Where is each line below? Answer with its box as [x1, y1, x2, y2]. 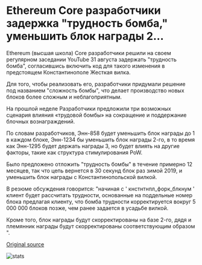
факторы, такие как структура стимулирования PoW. [6, 149, 143, 156]
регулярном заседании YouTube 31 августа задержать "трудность [6, 56, 177, 63]
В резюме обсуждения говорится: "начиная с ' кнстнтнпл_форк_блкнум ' [6, 185, 195, 192]
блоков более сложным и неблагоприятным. [6, 93, 122, 100]
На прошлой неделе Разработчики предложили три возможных [6, 105, 172, 112]
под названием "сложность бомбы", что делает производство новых [6, 87, 185, 94]
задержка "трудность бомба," [6, 16, 168, 30]
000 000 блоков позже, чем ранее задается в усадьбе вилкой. [6, 204, 169, 212]
